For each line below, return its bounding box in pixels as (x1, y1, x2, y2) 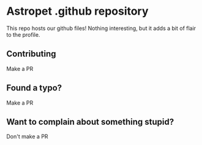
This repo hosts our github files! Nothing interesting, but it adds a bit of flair (6, 24, 196, 32)
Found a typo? (6, 83, 62, 93)
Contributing (6, 49, 56, 59)
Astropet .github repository (6, 4, 149, 18)
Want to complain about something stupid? (6, 116, 174, 127)
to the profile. (6, 31, 40, 38)
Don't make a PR (6, 133, 48, 140)
